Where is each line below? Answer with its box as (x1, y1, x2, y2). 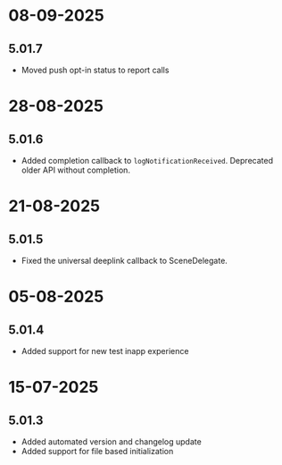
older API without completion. (21, 165, 131, 175)
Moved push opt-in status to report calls (21, 64, 170, 75)
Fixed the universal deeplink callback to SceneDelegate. (21, 256, 228, 266)
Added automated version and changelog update (21, 436, 202, 447)
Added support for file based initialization (21, 446, 174, 456)
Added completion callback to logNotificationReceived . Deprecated (21, 156, 274, 165)
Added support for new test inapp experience (21, 346, 189, 356)
